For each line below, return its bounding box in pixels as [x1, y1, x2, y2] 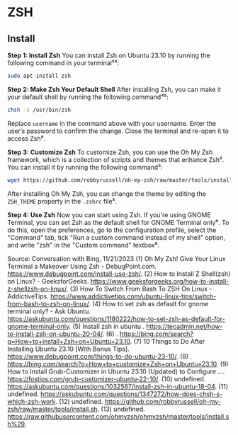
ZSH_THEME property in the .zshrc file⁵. [7, 197, 118, 205]
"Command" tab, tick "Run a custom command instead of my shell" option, [7, 233, 225, 241]
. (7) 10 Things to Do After [130, 337, 205, 345]
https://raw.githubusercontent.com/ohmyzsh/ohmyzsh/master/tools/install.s [7, 412, 229, 421]
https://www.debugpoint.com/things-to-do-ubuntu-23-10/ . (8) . [7, 352, 193, 361]
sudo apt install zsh [7, 72, 72, 79]
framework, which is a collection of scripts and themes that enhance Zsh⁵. [7, 155, 225, 163]
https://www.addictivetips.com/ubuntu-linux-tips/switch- [50, 291, 217, 301]
